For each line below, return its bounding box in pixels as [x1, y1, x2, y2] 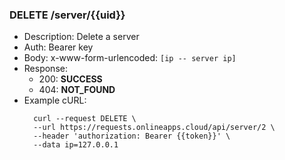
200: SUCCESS [38, 73, 103, 85]
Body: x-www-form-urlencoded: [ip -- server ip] [23, 52, 237, 64]
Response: [23, 63, 68, 75]
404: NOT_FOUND [38, 84, 116, 96]
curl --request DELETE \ [33, 114, 137, 124]
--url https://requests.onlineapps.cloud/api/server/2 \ [33, 123, 276, 133]
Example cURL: [23, 94, 87, 107]
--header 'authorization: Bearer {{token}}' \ [33, 131, 231, 142]
